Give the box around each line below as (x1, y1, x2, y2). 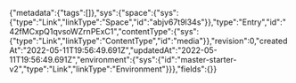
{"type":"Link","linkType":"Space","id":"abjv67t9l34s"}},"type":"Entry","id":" (9, 17, 287, 27)
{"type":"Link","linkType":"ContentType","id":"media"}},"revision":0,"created (9, 35, 288, 46)
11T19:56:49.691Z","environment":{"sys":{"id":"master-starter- (9, 55, 238, 64)
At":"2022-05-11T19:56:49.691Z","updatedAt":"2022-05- (9, 45, 218, 56)
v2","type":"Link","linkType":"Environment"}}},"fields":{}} (9, 64, 218, 74)
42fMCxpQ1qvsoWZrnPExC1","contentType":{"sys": (9, 26, 200, 36)
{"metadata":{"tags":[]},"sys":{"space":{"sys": (9, 8, 179, 18)
